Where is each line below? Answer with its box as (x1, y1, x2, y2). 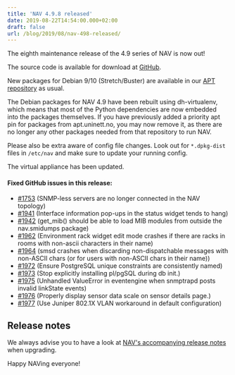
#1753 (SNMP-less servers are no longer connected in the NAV (17, 195, 201, 203)
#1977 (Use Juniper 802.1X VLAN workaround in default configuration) (17, 299, 222, 307)
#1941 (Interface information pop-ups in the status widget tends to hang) (17, 209, 229, 218)
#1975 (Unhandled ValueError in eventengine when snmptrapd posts (17, 276, 216, 285)
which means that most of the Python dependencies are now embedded (7, 105, 217, 113)
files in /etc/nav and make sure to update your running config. (7, 149, 188, 157)
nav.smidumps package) (17, 224, 89, 233)
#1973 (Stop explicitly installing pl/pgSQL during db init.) (17, 269, 181, 278)
